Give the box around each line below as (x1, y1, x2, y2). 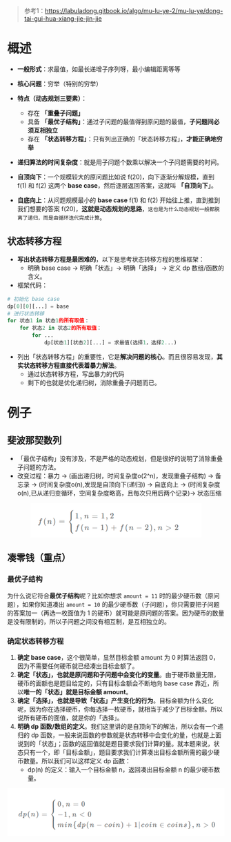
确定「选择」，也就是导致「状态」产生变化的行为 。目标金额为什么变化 (17, 696, 214, 705)
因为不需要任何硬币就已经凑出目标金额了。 (17, 662, 139, 670)
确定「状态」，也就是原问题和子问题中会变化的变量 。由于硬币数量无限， (17, 671, 220, 679)
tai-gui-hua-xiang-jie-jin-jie (23, 14, 102, 23)
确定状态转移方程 (7, 636, 64, 646)
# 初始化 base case (7, 295, 60, 302)
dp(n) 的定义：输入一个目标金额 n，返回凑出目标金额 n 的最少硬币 (27, 765, 214, 774)
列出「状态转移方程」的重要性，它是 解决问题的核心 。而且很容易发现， (17, 352, 217, 361)
